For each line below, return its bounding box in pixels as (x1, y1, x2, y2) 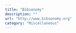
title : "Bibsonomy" (5, 7, 44, 12)
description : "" (5, 12, 38, 16)
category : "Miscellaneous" (5, 20, 59, 26)
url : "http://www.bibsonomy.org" (5, 16, 72, 21)
